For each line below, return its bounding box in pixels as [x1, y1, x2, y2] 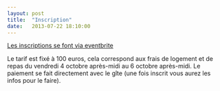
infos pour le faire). [7, 77, 61, 85]
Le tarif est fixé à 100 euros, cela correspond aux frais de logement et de [7, 55, 213, 63]
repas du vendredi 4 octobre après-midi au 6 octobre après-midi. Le [7, 62, 201, 70]
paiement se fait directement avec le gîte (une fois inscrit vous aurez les [7, 69, 211, 77]
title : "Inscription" [7, 16, 72, 23]
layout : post [7, 10, 45, 17]
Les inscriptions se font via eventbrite [7, 42, 113, 50]
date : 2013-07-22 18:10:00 [7, 23, 91, 29]
